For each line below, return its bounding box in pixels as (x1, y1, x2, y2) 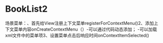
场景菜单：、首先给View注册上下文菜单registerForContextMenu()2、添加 (5, 20, 154, 26)
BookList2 (5, 3, 48, 15)
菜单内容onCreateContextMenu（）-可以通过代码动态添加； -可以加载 (13, 26, 158, 32)
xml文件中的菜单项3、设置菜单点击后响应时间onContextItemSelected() (5, 32, 150, 38)
